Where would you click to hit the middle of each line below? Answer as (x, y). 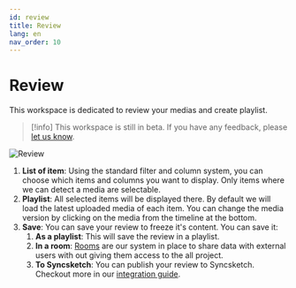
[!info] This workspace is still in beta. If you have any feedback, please (159, 127)
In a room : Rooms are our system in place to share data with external (160, 246)
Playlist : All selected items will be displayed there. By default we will (146, 199)
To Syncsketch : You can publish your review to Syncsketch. (144, 265)
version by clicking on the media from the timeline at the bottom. (140, 218)
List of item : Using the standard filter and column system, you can (142, 171)
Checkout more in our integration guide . (108, 274)
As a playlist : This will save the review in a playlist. (127, 237)
